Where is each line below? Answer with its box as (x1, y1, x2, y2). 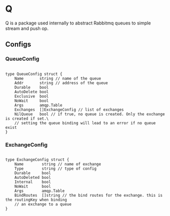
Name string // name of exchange (14, 161, 101, 167)
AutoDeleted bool (14, 175, 51, 180)
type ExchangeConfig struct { (5, 157, 70, 162)
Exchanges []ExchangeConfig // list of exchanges (14, 107, 124, 112)
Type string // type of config (14, 166, 97, 171)
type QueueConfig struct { (5, 71, 63, 76)
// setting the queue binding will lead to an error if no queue (14, 120, 156, 125)
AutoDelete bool (14, 89, 49, 94)
